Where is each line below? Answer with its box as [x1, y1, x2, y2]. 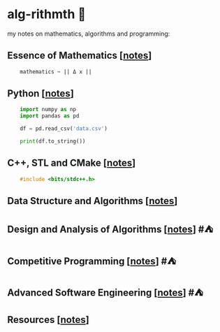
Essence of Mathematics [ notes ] [7, 50, 152, 62]
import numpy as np [20, 106, 77, 113]
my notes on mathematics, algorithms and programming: [7, 29, 170, 38]
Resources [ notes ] [7, 314, 89, 326]
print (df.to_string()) [20, 138, 86, 145]
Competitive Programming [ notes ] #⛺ [7, 255, 177, 267]
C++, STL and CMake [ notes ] [7, 157, 136, 169]
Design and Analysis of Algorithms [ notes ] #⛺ [7, 224, 214, 236]
